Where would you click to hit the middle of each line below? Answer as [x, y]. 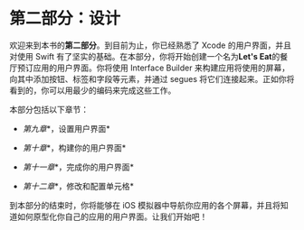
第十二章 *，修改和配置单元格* [78, 186]
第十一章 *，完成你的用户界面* [78, 167]
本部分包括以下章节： [49, 109]
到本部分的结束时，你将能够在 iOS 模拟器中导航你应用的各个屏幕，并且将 [145, 205]
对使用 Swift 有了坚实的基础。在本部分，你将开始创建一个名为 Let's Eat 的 [145, 56]
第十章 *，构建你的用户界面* [74, 147]
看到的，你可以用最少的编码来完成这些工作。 [93, 90]
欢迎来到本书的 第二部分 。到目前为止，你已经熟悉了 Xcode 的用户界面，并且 [151, 45]
